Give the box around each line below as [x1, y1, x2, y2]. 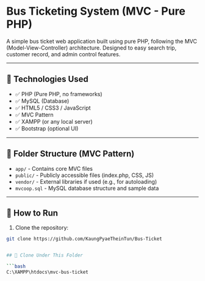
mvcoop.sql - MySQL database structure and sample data [15, 184, 159, 192]
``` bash [6, 263, 26, 270]
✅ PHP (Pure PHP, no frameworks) [15, 90, 103, 97]
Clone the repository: [15, 224, 69, 231]
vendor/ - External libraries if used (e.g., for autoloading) [15, 178, 157, 185]
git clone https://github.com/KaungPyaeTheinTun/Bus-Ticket [6, 236, 163, 242]
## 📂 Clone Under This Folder [6, 252, 84, 258]
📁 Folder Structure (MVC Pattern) [6, 149, 135, 159]
